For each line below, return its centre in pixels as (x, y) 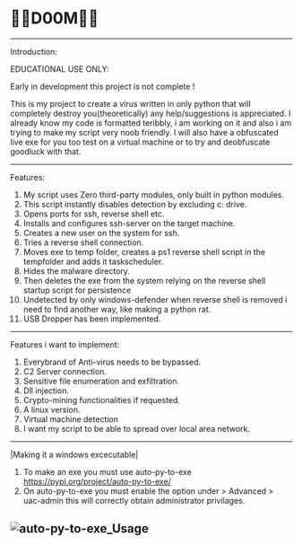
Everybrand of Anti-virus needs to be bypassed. (112, 362)
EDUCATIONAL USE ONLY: (60, 69)
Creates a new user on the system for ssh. (101, 233)
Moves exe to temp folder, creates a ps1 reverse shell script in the (144, 251)
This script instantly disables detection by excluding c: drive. (135, 204)
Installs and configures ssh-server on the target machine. (129, 223)
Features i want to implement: (65, 344)
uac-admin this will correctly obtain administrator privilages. (134, 500)
